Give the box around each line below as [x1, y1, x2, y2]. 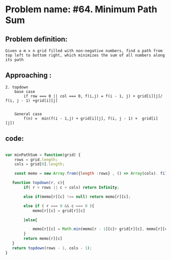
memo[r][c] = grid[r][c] [32, 208, 85, 213]
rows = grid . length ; [14, 157, 58, 162]
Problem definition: [5, 35, 68, 43]
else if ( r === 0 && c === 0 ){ [23, 203, 95, 208]
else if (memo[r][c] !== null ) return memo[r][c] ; [23, 194, 131, 199]
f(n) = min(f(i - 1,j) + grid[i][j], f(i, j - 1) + [23, 116, 138, 121]
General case [14, 111, 42, 116]
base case [14, 89, 36, 94]
